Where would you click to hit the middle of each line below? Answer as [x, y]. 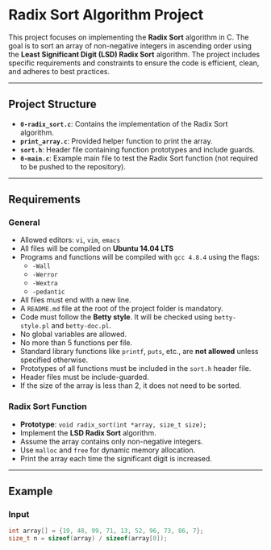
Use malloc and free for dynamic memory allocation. [108, 450]
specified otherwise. [54, 360]
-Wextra [45, 284]
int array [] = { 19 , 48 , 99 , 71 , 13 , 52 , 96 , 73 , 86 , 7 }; [106, 531]
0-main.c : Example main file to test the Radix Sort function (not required [139, 158]
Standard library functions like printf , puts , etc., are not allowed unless [139, 352]
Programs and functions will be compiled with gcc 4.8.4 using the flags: [140, 257]
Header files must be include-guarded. [84, 377]
